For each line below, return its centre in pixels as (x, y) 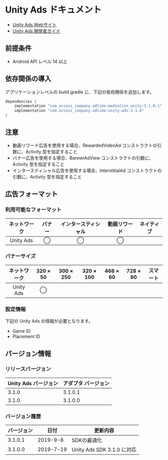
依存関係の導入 (28, 79)
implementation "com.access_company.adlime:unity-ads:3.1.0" (79, 111)
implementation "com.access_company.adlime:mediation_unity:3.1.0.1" (88, 106)
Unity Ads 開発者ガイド (36, 31)
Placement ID (26, 336)
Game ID (21, 331)
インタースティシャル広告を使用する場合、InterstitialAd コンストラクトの (87, 170)
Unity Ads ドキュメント (53, 10)
